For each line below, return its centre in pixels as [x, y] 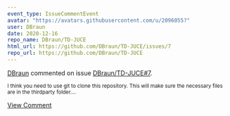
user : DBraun [26, 27]
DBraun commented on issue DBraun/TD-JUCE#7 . [80, 73]
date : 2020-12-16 [33, 33]
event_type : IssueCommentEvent [53, 14]
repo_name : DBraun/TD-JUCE [47, 40]
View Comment [30, 105]
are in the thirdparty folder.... [42, 92]
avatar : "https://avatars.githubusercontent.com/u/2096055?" [99, 20]
